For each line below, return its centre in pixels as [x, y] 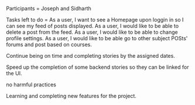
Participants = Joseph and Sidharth [49, 8]
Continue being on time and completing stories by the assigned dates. [91, 56]
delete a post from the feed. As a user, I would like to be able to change [92, 32]
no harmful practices [31, 85]
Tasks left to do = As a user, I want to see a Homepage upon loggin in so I [95, 20]
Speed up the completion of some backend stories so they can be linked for [97, 67]
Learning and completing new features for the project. [71, 96]
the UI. [14, 73]
